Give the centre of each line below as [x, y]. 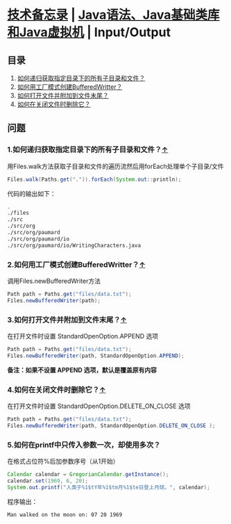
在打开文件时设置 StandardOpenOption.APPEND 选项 [83, 336]
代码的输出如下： [32, 193]
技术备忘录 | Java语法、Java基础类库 [113, 15]
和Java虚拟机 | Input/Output [89, 32]
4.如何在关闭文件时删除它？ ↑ [57, 389]
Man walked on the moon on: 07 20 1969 [65, 515]
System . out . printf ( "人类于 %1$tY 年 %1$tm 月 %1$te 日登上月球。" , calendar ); [109, 487]
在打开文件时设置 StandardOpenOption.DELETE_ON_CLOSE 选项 [99, 406]
